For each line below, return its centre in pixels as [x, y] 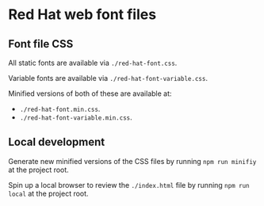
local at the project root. [48, 193]
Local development [57, 142]
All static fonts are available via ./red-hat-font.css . [93, 63]
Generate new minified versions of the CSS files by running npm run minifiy [132, 161]
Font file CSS [41, 44]
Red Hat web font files [82, 15]
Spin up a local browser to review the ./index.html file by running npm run [129, 185]
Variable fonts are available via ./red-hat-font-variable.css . [108, 78]
